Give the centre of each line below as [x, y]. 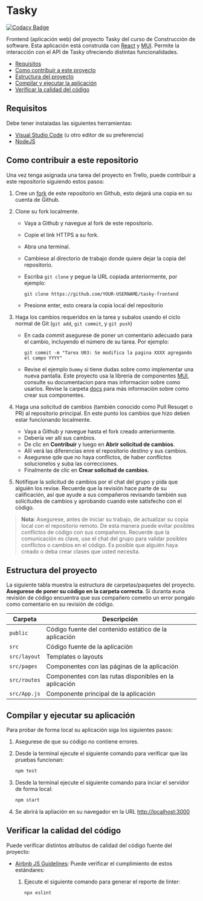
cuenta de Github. [37, 199]
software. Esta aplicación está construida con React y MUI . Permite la [93, 45]
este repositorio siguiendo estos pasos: [55, 181]
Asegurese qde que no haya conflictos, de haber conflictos [98, 457]
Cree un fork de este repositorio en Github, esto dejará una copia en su [103, 193]
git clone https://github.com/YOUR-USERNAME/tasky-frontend [101, 294]
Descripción [120, 619]
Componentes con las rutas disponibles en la [110, 676]
